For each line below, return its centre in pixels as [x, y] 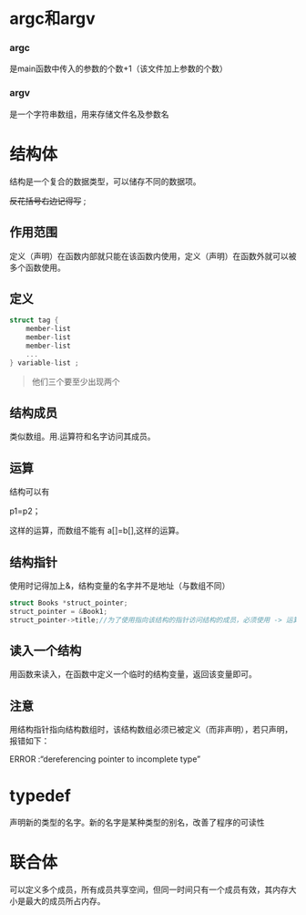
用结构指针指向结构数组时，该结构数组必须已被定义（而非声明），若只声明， [151, 730]
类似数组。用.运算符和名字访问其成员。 [83, 437]
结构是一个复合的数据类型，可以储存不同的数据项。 [105, 181]
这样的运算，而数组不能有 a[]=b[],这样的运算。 [97, 531]
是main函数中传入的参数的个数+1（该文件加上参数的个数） [118, 68]
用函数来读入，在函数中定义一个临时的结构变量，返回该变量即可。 [133, 674]
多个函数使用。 [37, 267]
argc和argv [52, 19]
